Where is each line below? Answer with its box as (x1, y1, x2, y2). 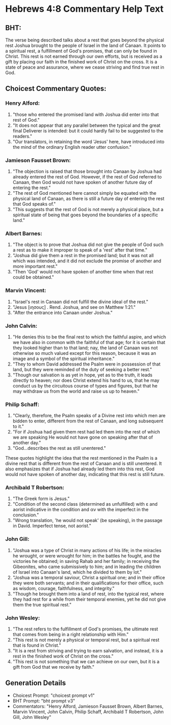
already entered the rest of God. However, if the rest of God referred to (12, 173, 162, 179)
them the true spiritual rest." (12, 601, 71, 607)
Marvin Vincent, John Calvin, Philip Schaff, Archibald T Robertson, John (12, 709, 164, 715)
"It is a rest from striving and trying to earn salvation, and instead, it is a (12, 648, 163, 654)
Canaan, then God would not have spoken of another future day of (12, 179, 153, 185)
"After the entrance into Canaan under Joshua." (12, 309, 113, 315)
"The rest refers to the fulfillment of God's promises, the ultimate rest (12, 626, 158, 632)
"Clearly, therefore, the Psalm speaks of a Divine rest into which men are (12, 413, 166, 419)
